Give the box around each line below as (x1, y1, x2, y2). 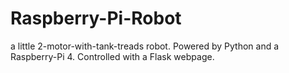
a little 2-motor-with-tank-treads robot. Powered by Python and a (10, 40, 280, 52)
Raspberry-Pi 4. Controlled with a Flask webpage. (10, 50, 215, 62)
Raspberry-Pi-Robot (10, 7, 182, 30)
